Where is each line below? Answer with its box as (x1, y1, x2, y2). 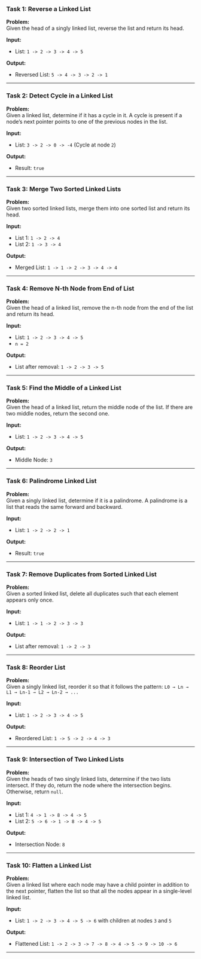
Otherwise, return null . (6, 788, 63, 795)
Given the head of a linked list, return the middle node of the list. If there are (6, 404, 193, 411)
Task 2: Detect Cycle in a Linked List (6, 91, 114, 100)
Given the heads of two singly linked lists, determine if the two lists (6, 775, 171, 782)
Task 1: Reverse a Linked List (6, 5, 91, 13)
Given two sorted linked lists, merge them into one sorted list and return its (6, 204, 190, 212)
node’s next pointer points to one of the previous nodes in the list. (6, 118, 168, 125)
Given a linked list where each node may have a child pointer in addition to (6, 881, 190, 888)
